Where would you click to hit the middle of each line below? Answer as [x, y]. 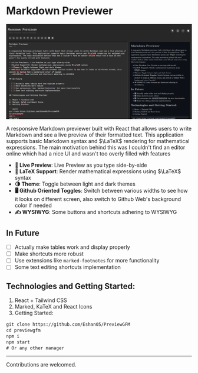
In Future [23, 233]
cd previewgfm [24, 330]
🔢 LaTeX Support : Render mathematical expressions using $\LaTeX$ [98, 171]
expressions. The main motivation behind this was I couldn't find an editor [96, 147]
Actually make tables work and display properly [72, 247]
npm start [18, 342]
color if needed [33, 206]
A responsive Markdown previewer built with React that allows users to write [99, 129]
